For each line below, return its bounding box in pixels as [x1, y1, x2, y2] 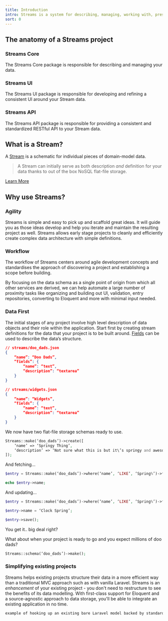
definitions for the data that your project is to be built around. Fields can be [5, 330, 159, 336]
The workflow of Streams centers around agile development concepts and [5, 259, 158, 265]
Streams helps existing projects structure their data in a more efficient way [5, 574, 159, 580]
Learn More [5, 178, 29, 184]
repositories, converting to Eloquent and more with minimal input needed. [5, 296, 156, 302]
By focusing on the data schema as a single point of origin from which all [5, 280, 155, 286]
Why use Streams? [5, 193, 65, 201]
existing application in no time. [5, 601, 68, 607]
